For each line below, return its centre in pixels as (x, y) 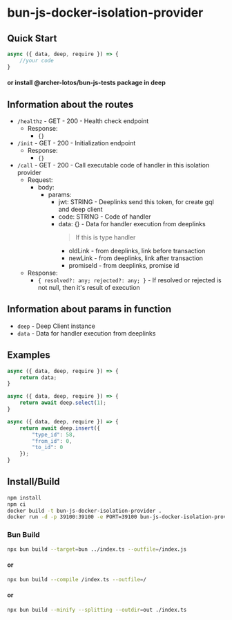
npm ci (17, 504)
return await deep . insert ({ (60, 428)
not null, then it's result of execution (89, 288)
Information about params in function (89, 309)
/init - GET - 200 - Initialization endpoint (76, 143)
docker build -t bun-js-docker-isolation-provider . (85, 511)
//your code (37, 60)
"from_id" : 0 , (52, 441)
